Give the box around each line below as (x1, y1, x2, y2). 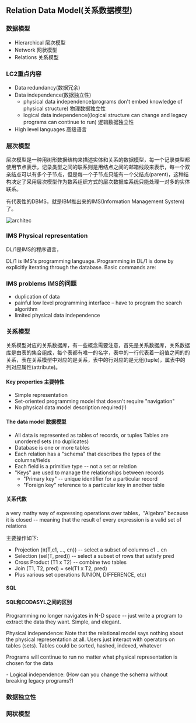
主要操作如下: (6, 534, 39, 542)
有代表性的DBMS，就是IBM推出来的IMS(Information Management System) (6, 198, 185, 205)
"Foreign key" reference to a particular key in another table (23, 481, 165, 488)
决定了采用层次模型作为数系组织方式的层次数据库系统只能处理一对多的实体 (10, 178, 190, 186)
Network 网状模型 (14, 46, 58, 53)
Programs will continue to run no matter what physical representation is (6, 653, 178, 660)
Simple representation (14, 392, 68, 399)
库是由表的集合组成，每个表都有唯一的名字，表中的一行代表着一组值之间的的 (6, 349, 190, 356)
